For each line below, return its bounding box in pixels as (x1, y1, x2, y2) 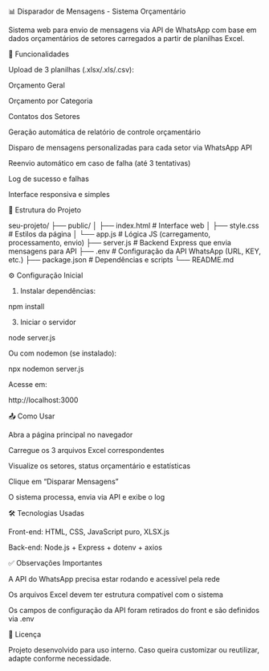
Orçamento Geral (8, 80, 66, 90)
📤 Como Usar (8, 411, 55, 421)
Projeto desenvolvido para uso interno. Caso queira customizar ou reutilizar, (8, 645, 259, 654)
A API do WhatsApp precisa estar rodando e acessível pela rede (8, 574, 221, 583)
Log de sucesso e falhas (8, 174, 90, 183)
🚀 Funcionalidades (8, 49, 70, 59)
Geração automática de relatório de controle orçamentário (8, 127, 201, 137)
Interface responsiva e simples (8, 190, 110, 199)
